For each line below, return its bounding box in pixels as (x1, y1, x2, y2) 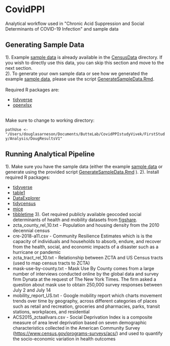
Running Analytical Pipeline (5, 150, 95, 158)
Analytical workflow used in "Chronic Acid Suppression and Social (5, 20, 145, 26)
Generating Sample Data (5, 41, 84, 49)
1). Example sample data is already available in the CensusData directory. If (5, 54, 163, 60)
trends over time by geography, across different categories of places (12, 298, 157, 304)
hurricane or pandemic (12, 249, 61, 255)
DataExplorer (12, 195, 41, 201)
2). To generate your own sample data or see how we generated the (5, 70, 148, 76)
